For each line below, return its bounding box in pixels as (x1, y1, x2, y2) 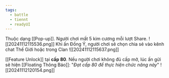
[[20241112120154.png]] (5, 67, 55, 73)
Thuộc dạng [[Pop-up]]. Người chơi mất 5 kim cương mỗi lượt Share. (5, 36, 148, 42)
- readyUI (10, 21, 30, 27)
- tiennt (10, 17, 28, 22)
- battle (10, 12, 28, 17)
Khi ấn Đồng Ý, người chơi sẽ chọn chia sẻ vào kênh (55, 41, 164, 47)
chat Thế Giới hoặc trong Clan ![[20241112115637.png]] (5, 46, 119, 53)
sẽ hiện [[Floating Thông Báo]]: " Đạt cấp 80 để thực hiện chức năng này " (5, 62, 159, 68)
